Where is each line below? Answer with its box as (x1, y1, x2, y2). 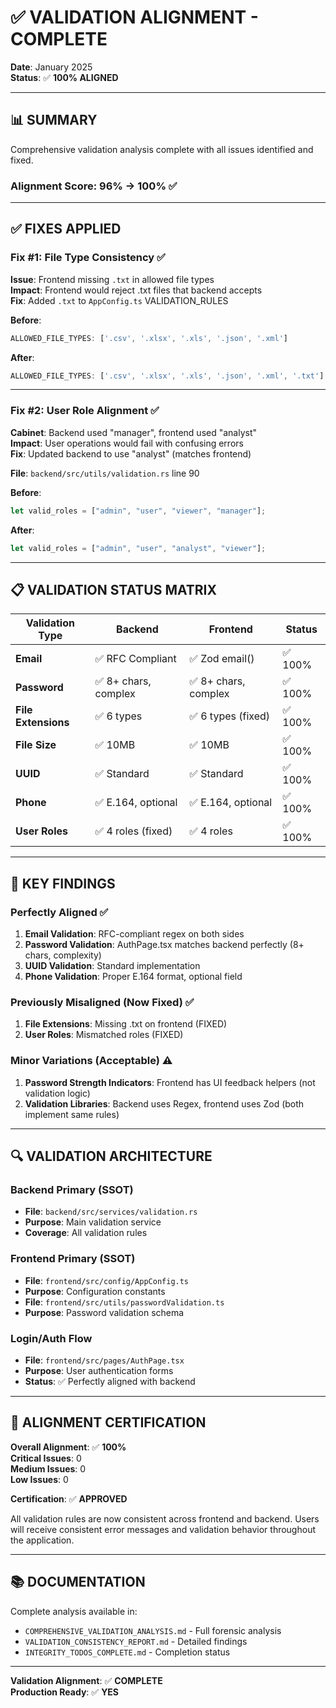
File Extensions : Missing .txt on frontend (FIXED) (24, 1018, 228, 1030)
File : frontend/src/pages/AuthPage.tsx (24, 1354, 185, 1366)
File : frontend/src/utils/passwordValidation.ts (24, 1296, 225, 1308)
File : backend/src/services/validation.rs (24, 1206, 198, 1218)
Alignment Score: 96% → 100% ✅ (10, 179, 178, 193)
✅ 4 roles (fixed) (94, 824, 173, 838)
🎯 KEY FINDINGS (10, 875, 116, 892)
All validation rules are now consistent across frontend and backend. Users (10, 1512, 320, 1525)
